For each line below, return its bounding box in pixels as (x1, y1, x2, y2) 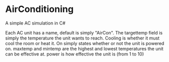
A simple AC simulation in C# (5, 20, 66, 26)
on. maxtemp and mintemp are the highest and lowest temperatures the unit (5, 45, 163, 51)
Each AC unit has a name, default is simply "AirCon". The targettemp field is (5, 29, 163, 35)
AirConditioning (5, 3, 74, 15)
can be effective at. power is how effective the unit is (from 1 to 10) (5, 51, 144, 57)
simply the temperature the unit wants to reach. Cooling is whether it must (5, 35, 160, 41)
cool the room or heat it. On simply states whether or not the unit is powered (5, 40, 164, 46)
